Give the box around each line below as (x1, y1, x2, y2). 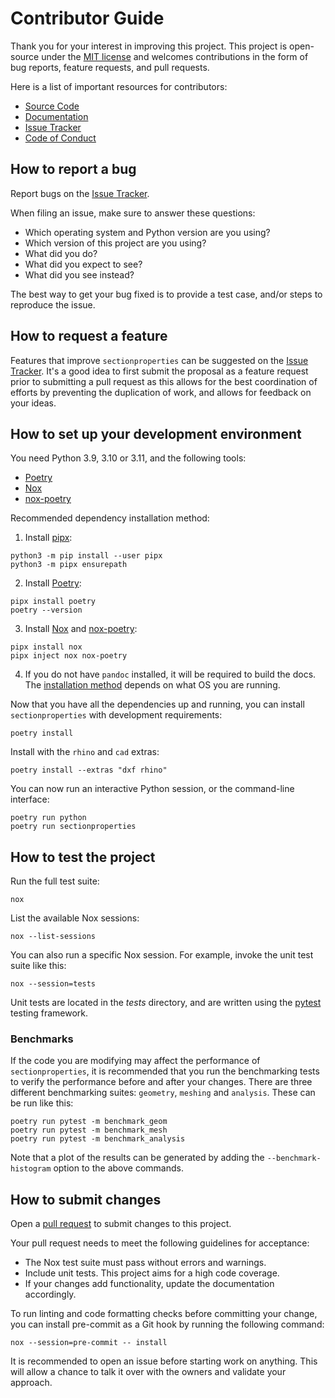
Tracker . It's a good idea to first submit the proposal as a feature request (10, 365, 309, 377)
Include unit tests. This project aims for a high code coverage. (24, 1267, 280, 1279)
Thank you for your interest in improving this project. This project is (10, 40, 288, 52)
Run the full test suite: (10, 875, 100, 887)
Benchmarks (10, 1032, 74, 1046)
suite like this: (10, 960, 67, 972)
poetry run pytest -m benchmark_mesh (10, 1125, 168, 1136)
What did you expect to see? (24, 258, 143, 270)
